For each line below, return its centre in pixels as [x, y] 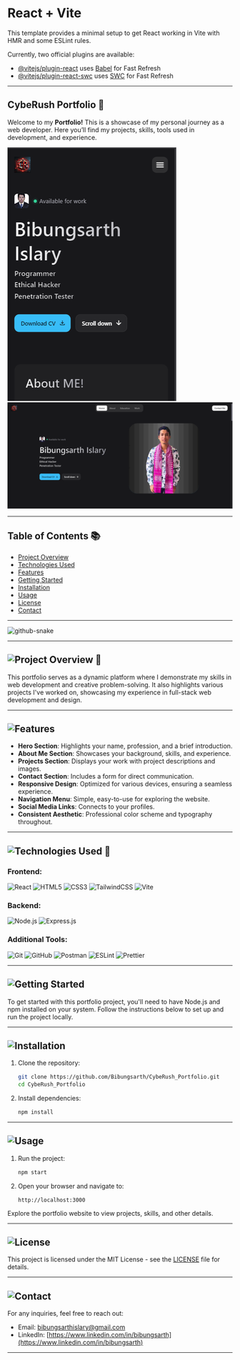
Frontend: [25, 871]
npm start [32, 1172]
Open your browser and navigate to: [71, 1186]
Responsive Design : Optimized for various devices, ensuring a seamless [125, 784]
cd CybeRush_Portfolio [51, 1085]
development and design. [45, 700]
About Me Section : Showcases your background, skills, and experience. [124, 754]
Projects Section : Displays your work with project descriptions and [116, 761]
